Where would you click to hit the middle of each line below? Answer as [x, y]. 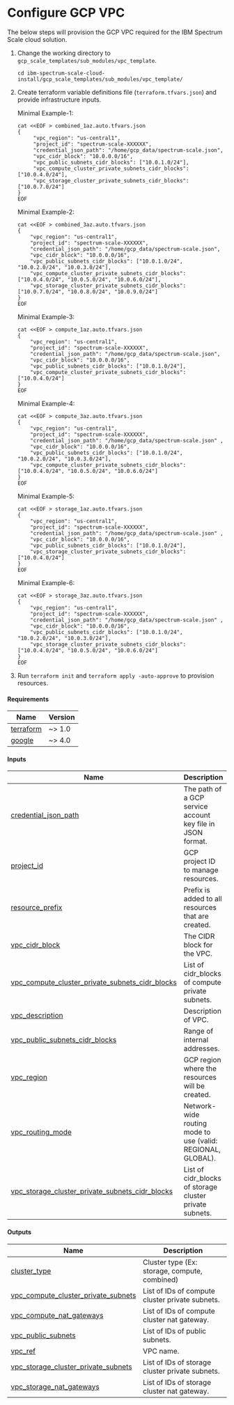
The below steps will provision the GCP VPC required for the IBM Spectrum [115, 32]
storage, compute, [173, 1271]
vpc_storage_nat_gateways [55, 1386]
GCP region [202, 1060]
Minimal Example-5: [46, 496]
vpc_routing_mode [41, 1132]
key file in [199, 824]
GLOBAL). [200, 1158]
